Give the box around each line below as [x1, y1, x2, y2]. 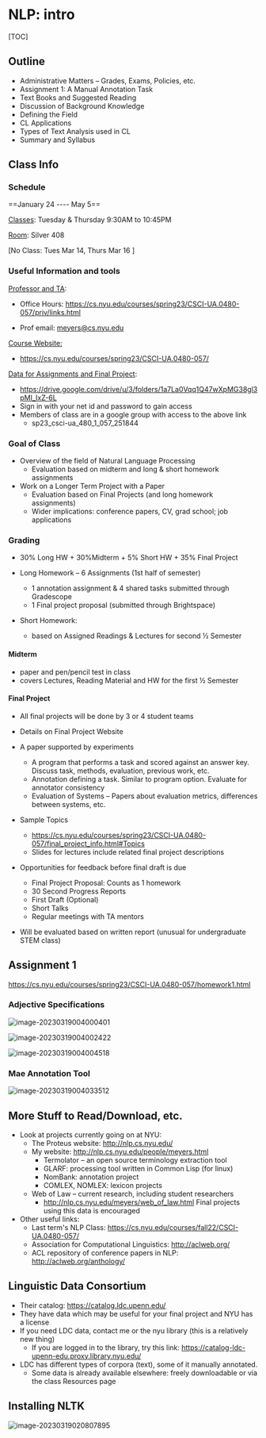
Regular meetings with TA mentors [31, 911, 144, 921]
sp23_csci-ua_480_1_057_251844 [31, 418, 139, 428]
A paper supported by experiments [19, 742, 135, 752]
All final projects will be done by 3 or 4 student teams [19, 711, 194, 721]
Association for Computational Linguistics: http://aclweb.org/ [31, 1240, 230, 1249]
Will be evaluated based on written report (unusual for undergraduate [19, 927, 247, 936]
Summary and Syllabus [19, 135, 96, 144]
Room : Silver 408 [8, 230, 65, 240]
